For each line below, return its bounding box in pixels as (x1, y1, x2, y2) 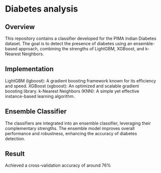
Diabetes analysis (5, 3, 78, 15)
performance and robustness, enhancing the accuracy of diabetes (5, 130, 137, 136)
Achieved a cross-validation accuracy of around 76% (5, 162, 111, 168)
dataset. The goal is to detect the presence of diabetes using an (5, 41, 132, 47)
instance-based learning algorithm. (5, 93, 75, 99)
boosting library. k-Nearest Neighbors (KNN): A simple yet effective (5, 88, 139, 94)
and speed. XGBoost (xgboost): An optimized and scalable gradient (5, 83, 139, 89)
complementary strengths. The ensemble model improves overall (5, 125, 135, 131)
